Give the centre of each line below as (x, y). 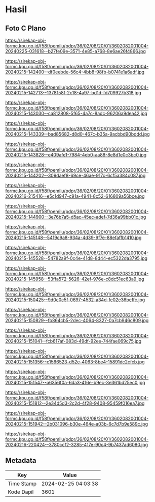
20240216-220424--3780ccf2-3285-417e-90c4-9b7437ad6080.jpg (77, 445)
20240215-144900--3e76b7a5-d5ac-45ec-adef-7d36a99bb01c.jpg (76, 217)
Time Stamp (22, 484)
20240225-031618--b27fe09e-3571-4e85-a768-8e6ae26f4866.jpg (75, 51)
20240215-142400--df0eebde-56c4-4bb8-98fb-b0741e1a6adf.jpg (75, 72)
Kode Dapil (21, 492)
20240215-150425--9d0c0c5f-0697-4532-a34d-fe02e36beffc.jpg (75, 300)
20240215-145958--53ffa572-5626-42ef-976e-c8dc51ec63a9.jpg (75, 279)
